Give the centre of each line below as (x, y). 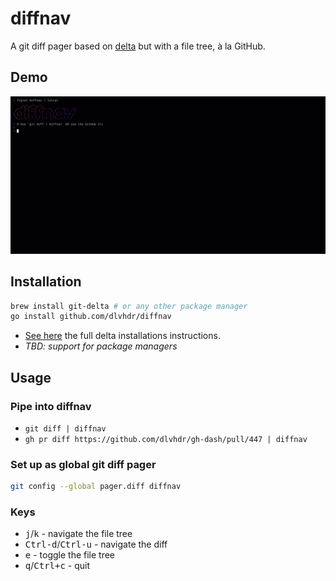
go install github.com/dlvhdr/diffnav (91, 317)
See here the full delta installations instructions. (122, 336)
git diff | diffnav (65, 429)
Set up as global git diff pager (83, 464)
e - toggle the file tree (70, 555)
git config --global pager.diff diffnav (96, 487)
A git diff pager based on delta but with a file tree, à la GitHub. (138, 46)
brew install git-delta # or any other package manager (129, 306)
